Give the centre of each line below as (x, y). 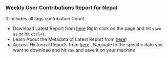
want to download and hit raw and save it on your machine (74, 50)
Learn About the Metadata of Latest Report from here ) (70, 39)
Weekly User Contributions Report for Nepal (61, 8)
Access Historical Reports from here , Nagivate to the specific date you (88, 45)
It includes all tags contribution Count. (46, 19)
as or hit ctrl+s (29, 34)
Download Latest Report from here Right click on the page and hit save (87, 28)
